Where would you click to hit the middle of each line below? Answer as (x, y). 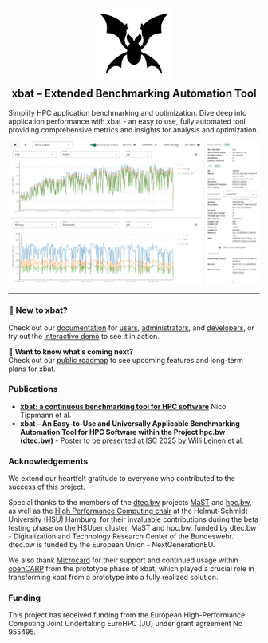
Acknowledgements (48, 461)
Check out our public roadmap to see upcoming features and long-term (126, 360)
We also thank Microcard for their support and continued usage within (124, 560)
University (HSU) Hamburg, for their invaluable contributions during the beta (134, 519)
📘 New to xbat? (38, 310)
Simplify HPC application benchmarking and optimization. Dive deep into (128, 112)
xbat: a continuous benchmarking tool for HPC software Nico (123, 406)
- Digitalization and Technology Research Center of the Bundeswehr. (121, 536)
